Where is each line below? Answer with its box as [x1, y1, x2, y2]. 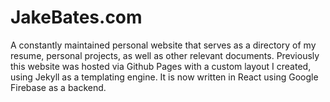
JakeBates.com [10, 6, 143, 29]
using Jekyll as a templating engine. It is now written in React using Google [10, 71, 319, 83]
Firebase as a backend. [10, 81, 107, 93]
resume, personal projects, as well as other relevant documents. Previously [10, 49, 320, 61]
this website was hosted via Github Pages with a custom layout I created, [10, 60, 312, 72]
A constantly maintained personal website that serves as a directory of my [10, 39, 317, 51]
